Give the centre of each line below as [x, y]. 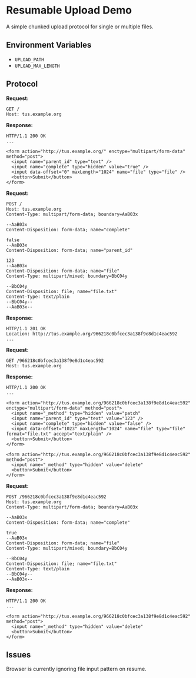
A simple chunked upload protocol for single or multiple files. [80, 26]
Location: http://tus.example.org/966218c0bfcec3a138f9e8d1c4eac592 [92, 334]
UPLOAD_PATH [29, 59]
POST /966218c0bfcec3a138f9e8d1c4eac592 [57, 497]
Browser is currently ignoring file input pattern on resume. [77, 669]
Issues [19, 655]
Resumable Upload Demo [69, 10]
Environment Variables [49, 45]
